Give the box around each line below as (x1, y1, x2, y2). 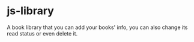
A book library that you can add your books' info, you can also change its (7, 24, 188, 31)
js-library (7, 4, 55, 18)
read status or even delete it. (7, 30, 78, 37)
